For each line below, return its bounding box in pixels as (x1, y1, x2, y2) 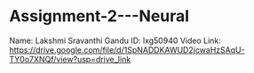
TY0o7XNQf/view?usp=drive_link (9, 54, 131, 64)
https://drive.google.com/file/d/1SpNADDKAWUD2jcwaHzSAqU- (9, 44, 246, 55)
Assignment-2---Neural (9, 6, 189, 26)
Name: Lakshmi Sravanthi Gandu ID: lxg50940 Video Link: (9, 35, 222, 46)
